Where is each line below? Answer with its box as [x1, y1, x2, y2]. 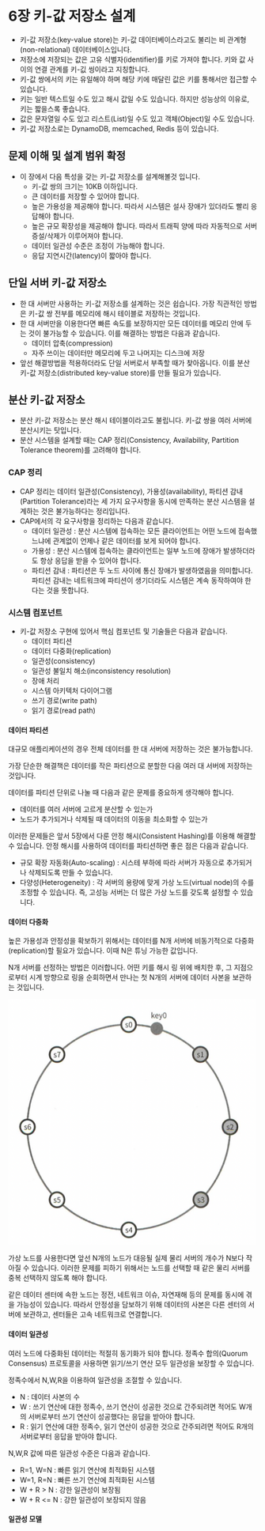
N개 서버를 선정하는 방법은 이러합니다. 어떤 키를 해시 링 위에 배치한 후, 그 [8, 962, 233, 973]
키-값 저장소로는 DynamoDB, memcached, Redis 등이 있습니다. [19, 123, 219, 133]
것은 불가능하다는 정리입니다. [40, 506, 131, 516]
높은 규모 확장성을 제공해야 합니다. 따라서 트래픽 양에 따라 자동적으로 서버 [31, 221, 258, 230]
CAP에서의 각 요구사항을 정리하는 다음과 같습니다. [19, 516, 174, 526]
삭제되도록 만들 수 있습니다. [28, 868, 113, 878]
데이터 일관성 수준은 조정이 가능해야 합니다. [31, 240, 165, 250]
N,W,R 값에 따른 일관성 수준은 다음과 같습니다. [8, 1448, 150, 1457]
